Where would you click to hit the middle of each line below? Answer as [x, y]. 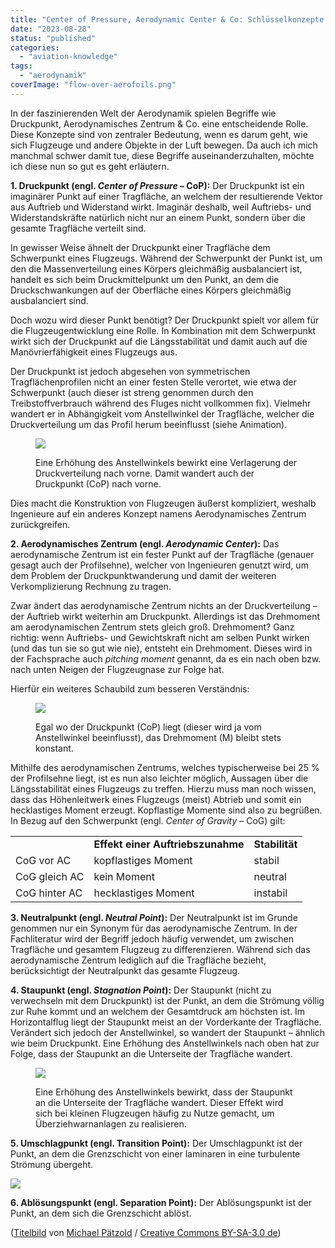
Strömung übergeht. [52, 1164]
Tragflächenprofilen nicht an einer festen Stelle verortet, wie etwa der [153, 382]
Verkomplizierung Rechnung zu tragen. [91, 586]
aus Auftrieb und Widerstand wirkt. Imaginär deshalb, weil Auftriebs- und [161, 207]
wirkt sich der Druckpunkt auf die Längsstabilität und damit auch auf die [159, 341]
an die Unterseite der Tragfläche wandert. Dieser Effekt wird [159, 1102]
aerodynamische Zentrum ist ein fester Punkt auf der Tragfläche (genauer [162, 554]
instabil [270, 893]
